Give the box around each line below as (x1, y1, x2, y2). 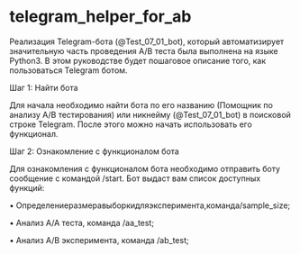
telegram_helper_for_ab (9, 6, 192, 27)
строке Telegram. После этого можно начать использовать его (9, 119, 252, 130)
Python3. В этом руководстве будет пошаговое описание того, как (9, 55, 267, 66)
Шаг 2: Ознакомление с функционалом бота (9, 146, 180, 157)
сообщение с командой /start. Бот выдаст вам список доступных (9, 173, 261, 184)
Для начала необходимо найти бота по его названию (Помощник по (9, 99, 273, 110)
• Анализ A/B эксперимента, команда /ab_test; (9, 234, 189, 245)
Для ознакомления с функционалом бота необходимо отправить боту (9, 163, 281, 174)
